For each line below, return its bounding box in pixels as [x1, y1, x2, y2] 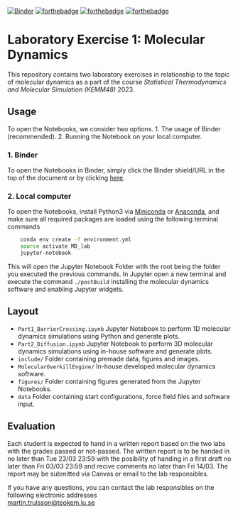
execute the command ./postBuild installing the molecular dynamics [7, 277, 210, 285]
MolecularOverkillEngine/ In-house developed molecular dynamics [17, 362, 216, 371]
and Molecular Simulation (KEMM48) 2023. [7, 85, 135, 94]
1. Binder [7, 150, 38, 160]
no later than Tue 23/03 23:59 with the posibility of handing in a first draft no [7, 454, 232, 463]
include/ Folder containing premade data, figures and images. [17, 354, 200, 363]
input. [17, 400, 35, 408]
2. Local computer [7, 191, 72, 201]
